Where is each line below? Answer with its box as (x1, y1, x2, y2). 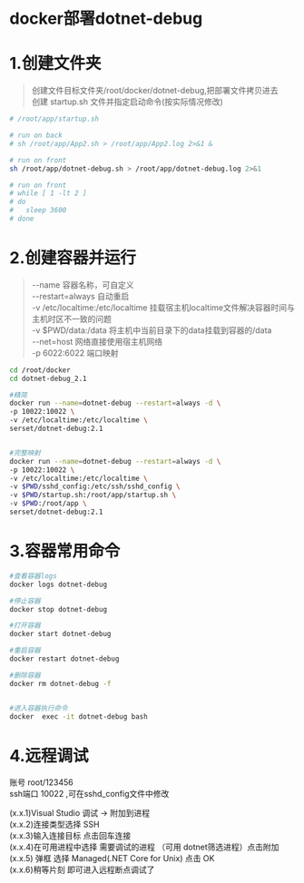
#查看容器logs (9, 571, 57, 581)
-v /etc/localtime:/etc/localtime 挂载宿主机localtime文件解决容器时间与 (31, 301, 295, 313)
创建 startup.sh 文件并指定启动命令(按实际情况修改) (31, 96, 224, 107)
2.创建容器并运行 (9, 248, 136, 269)
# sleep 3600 (9, 206, 67, 215)
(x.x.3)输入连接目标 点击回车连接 (9, 830, 132, 841)
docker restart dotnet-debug (9, 654, 120, 663)
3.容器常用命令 (9, 541, 121, 562)
